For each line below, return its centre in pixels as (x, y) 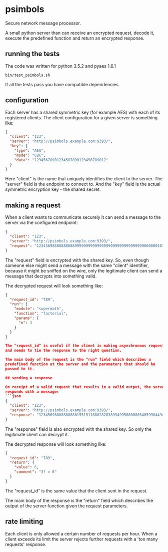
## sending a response (29, 378)
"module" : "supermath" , (39, 309)
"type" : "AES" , (30, 151)
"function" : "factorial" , (41, 314)
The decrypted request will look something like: (54, 286)
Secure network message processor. (43, 23)
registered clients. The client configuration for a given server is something (81, 117)
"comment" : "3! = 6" (35, 472)
